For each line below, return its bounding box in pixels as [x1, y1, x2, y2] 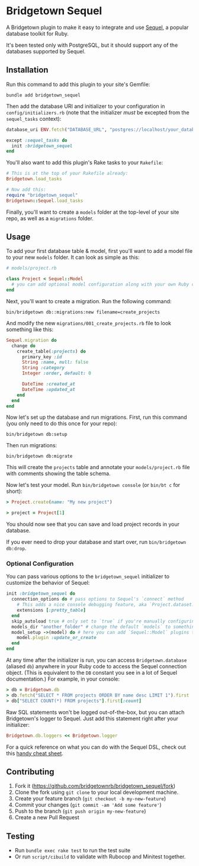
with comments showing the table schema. [6, 470, 111, 477]
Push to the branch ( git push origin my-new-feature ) [14, 807, 146, 815]
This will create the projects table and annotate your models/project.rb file [6, 464, 190, 471]
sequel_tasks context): [6, 115, 62, 122]
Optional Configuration [6, 560, 74, 568]
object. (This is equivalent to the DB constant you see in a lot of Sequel [6, 669, 178, 676]
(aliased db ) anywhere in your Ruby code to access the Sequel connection [6, 663, 187, 670]
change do [11, 342, 36, 349]
